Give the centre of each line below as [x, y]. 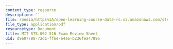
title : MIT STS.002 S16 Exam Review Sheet [51, 34]
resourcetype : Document [31, 29]
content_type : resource [31, 10]
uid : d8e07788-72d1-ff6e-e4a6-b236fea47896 [53, 39]
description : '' [23, 15]
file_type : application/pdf [36, 24]
